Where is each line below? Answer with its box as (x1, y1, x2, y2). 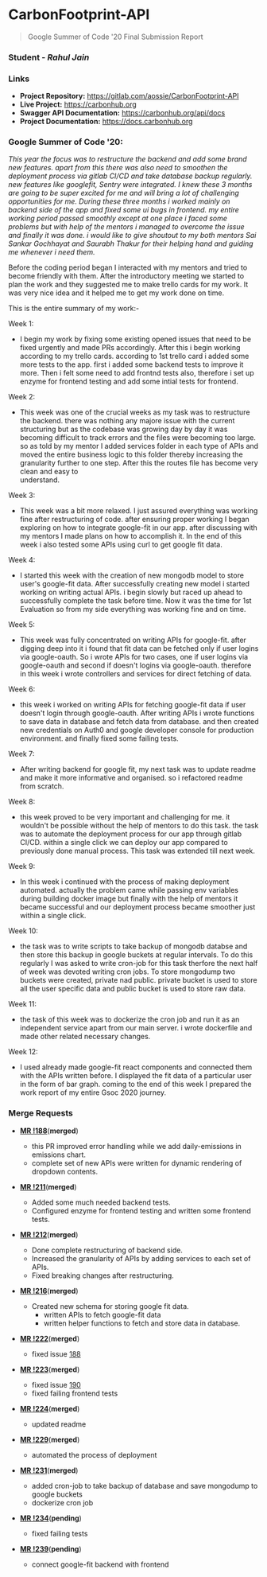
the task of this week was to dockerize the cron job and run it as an (19, 1014, 240, 1024)
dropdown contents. (31, 1166, 98, 1176)
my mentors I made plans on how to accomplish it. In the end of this (19, 532, 242, 541)
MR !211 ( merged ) (19, 1182, 77, 1191)
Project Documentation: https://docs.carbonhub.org (19, 117, 193, 127)
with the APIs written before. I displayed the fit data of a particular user (19, 1071, 252, 1081)
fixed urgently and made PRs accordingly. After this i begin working (19, 343, 241, 352)
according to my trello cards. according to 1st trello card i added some (19, 352, 250, 361)
